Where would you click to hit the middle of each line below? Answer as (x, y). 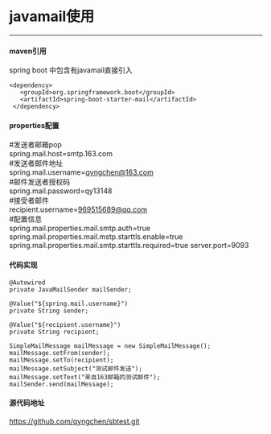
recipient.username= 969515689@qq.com (78, 209)
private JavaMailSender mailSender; (70, 289)
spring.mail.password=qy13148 (61, 191)
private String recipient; (54, 332)
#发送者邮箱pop (36, 145)
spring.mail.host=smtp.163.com (61, 154)
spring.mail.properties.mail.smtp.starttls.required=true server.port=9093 (129, 246)
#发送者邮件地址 (36, 163)
